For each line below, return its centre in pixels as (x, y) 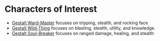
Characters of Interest (51, 9)
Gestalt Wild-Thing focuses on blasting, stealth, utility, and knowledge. (84, 28)
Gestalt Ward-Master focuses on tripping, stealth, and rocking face (80, 23)
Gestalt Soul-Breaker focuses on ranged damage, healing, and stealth (83, 33)
